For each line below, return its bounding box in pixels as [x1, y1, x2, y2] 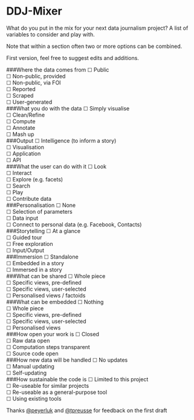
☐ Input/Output [6, 246, 44, 254]
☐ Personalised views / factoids [6, 291, 86, 299]
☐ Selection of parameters [6, 208, 73, 215]
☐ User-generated [6, 98, 53, 106]
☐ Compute [6, 117, 36, 125]
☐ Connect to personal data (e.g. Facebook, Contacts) [6, 220, 142, 228]
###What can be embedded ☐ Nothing [6, 298, 104, 305]
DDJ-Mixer [6, 4, 62, 18]
